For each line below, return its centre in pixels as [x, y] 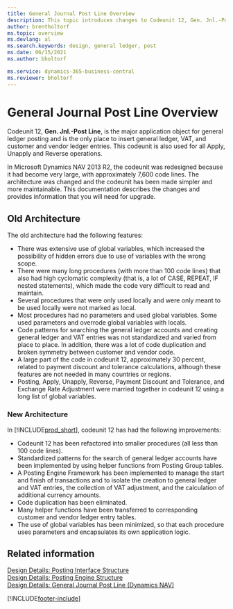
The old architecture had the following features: [75, 235]
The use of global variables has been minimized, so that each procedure [120, 524]
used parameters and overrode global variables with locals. [102, 323]
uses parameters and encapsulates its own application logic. [104, 532]
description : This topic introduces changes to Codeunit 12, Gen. [105, 20]
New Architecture [37, 414]
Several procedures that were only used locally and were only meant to [119, 300]
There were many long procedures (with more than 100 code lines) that [119, 271]
